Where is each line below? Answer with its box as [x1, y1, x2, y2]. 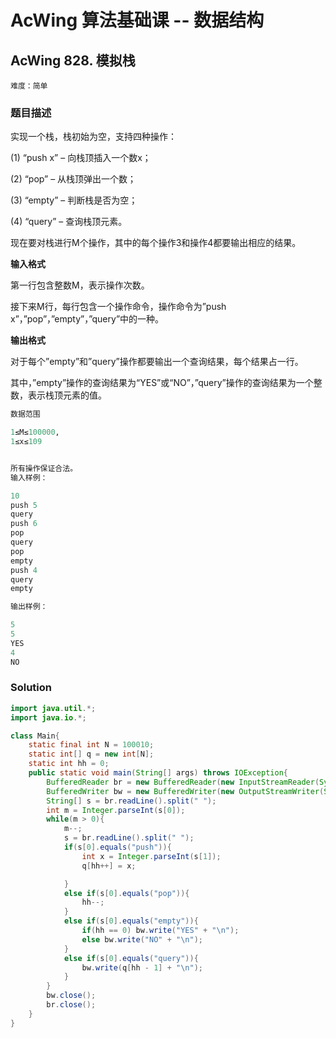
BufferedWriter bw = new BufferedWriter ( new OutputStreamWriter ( [46, 786, 325, 796]
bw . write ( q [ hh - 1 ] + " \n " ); [81, 962, 204, 973]
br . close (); [46, 1000, 97, 1010]
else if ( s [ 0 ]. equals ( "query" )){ [63, 953, 199, 963]
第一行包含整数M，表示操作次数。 [10, 279, 150, 291]
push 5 [10, 500, 38, 510]
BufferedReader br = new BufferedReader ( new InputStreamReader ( [46, 777, 320, 787]
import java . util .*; [10, 703, 97, 713]
